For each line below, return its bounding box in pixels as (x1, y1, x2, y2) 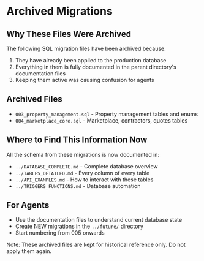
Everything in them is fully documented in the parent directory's (15, 63, 176, 70)
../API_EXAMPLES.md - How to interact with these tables (15, 176, 154, 183)
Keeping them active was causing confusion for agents (15, 77, 154, 83)
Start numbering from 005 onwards (15, 229, 105, 236)
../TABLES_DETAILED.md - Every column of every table (15, 169, 150, 176)
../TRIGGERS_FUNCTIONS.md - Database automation (15, 182, 141, 189)
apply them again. (6, 248, 52, 255)
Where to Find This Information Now (6, 135, 148, 145)
